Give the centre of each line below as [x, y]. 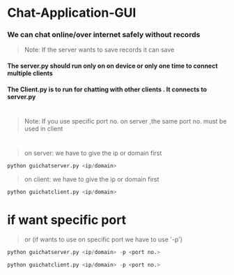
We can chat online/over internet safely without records [104, 35]
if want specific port [67, 220]
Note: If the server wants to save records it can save [99, 50]
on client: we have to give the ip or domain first [92, 179]
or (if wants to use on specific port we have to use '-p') [103, 239]
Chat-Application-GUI [72, 13]
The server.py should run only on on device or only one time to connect [112, 66]
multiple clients [30, 73]
